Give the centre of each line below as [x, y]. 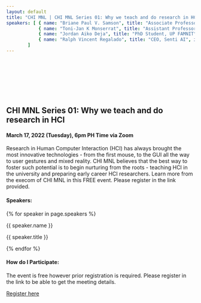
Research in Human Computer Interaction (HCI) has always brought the [94, 149]
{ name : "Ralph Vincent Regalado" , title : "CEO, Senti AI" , [115, 40]
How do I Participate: [33, 262]
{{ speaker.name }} [30, 225]
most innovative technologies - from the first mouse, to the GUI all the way [98, 155]
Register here [23, 293]
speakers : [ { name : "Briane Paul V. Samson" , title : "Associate [89, 23]
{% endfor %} [23, 249]
